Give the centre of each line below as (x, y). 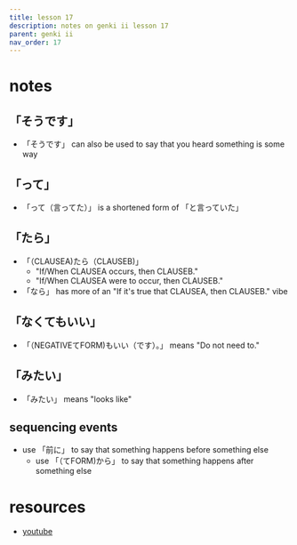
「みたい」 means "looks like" (77, 399)
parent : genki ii (41, 34)
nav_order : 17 (36, 42)
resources (48, 507)
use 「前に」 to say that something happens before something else (145, 450)
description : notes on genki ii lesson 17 (89, 26)
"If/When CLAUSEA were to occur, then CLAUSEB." (129, 280)
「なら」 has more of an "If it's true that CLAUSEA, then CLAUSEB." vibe (155, 291)
